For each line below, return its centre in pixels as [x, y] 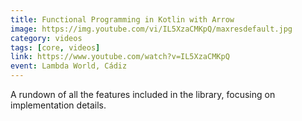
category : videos [46, 38]
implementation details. [58, 105]
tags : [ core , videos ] [55, 47]
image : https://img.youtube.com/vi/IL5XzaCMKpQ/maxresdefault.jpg [151, 29]
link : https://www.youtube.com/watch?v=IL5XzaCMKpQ [120, 57]
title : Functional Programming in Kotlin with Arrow [122, 19]
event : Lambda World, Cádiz [69, 66]
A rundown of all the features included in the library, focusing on [143, 94]
